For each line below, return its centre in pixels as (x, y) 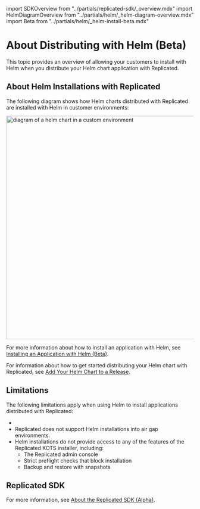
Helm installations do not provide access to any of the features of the (99, 441)
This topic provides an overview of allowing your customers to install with (96, 61)
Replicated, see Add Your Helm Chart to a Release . (68, 371)
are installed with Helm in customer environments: (68, 107)
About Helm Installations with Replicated (83, 87)
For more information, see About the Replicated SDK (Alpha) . (81, 500)
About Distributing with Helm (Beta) (96, 46)
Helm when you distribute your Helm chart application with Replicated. (93, 68)
